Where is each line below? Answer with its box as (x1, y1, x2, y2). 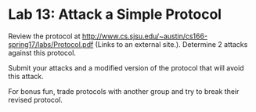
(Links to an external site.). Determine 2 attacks (95, 39, 248, 49)
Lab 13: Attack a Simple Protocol (8, 5, 222, 23)
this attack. (8, 71, 45, 81)
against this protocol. (8, 48, 77, 57)
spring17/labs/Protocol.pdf (8, 39, 94, 49)
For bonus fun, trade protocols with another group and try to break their (8, 86, 240, 96)
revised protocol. (8, 95, 63, 104)
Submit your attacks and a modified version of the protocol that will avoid (8, 63, 244, 72)
